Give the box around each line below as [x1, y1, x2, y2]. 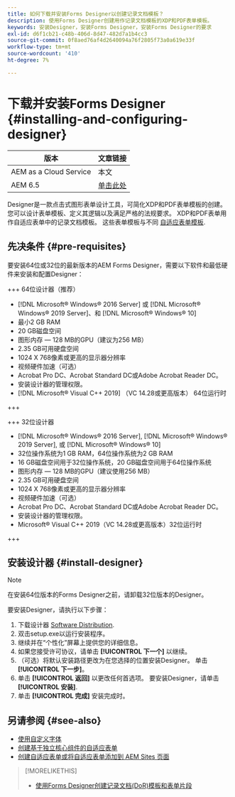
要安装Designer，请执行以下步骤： [7, 605, 109, 614]
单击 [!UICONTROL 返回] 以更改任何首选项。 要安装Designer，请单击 [17, 674, 219, 683]
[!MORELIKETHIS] [24, 766, 77, 775]
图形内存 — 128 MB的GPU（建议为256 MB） [17, 335, 148, 344]
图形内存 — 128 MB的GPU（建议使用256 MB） [17, 467, 154, 475]
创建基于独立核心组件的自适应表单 [17, 744, 118, 752]
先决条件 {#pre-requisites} [7, 241, 126, 253]
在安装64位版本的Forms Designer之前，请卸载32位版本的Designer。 [7, 590, 208, 599]
